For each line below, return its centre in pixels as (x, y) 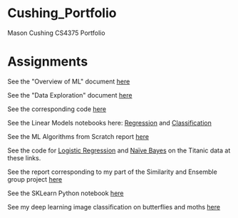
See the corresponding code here (57, 109)
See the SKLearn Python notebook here (66, 193)
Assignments (48, 62)
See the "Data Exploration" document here (70, 95)
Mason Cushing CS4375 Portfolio (56, 33)
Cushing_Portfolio (62, 13)
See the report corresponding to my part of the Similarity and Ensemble (112, 172)
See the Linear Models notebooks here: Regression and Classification (109, 123)
